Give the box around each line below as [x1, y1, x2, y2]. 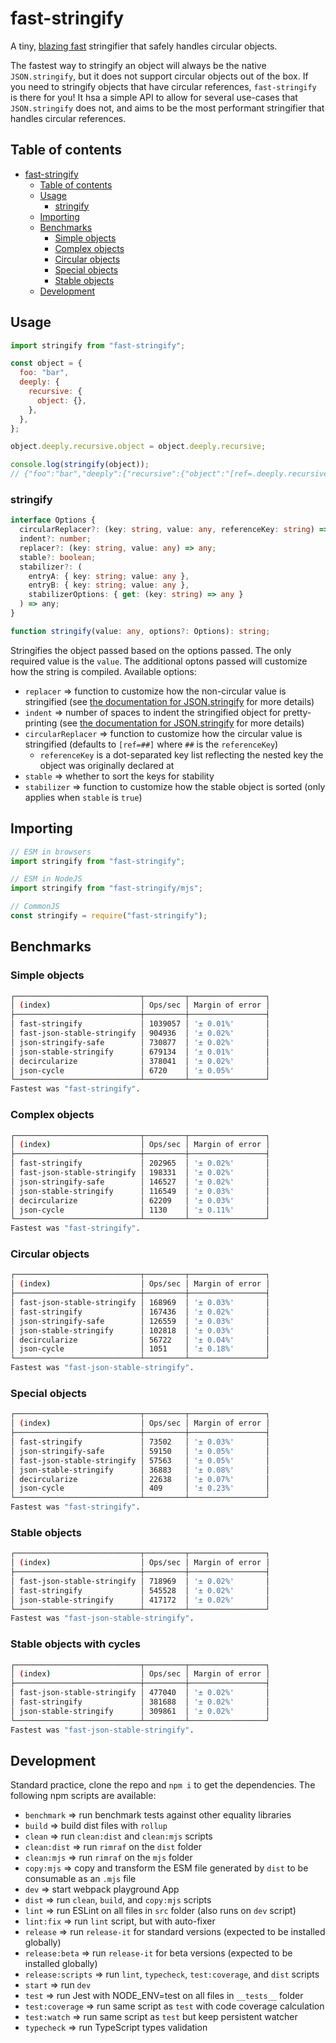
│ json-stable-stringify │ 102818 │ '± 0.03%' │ [10, 1325, 271, 1336]
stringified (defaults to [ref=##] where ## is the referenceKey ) [24, 738, 279, 750]
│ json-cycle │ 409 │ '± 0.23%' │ [10, 1483, 271, 1494]
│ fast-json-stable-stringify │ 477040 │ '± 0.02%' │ [10, 1688, 271, 1698]
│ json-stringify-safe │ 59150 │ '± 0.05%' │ [10, 1446, 271, 1456]
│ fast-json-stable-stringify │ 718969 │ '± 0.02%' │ [10, 1576, 271, 1586]
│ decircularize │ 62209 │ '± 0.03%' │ [10, 1195, 271, 1206]
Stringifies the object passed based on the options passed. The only [10, 644, 292, 656]
